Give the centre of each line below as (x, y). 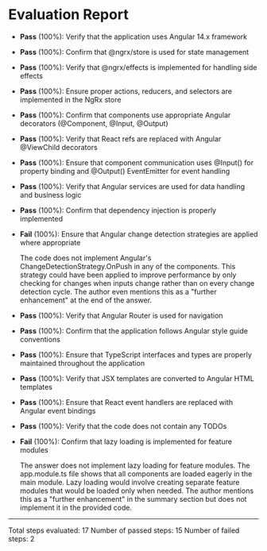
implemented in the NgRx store (70, 99)
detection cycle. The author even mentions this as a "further (118, 291)
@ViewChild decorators (58, 147)
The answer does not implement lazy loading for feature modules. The (135, 465)
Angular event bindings (58, 410)
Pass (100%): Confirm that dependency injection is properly (118, 210)
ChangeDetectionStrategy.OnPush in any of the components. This (128, 266)
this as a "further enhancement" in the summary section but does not (133, 499)
